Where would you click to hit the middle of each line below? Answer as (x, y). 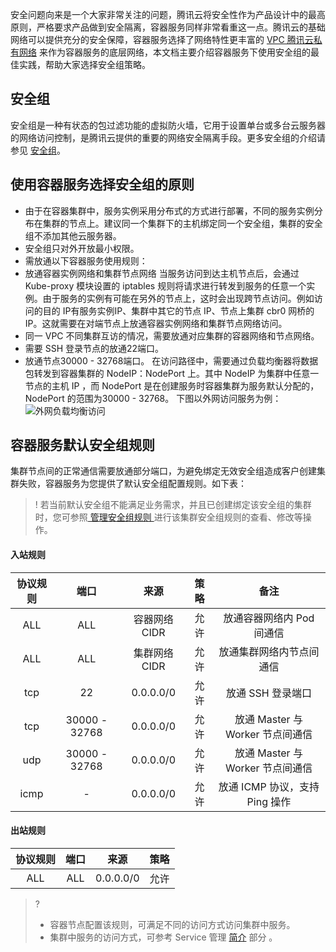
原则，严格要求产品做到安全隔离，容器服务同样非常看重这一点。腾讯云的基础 (168, 27)
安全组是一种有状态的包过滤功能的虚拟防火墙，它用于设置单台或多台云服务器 (168, 125)
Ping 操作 (269, 801)
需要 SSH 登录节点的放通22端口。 (94, 348)
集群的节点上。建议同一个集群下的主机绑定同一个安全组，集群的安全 (182, 223)
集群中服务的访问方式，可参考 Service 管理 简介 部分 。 (163, 937)
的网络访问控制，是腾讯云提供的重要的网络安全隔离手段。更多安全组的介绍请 (168, 137)
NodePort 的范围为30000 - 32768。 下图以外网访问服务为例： (153, 398)
